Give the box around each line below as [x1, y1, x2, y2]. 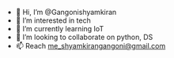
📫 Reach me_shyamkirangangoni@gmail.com [15, 42, 166, 50]
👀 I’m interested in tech [15, 16, 91, 25]
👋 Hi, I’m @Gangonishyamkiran [15, 8, 117, 16]
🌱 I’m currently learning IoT [15, 24, 104, 33]
